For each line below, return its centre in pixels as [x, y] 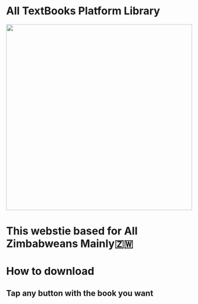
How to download [50, 271]
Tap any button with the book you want [80, 293]
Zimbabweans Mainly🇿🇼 [70, 244]
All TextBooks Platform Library [83, 11]
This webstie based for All [72, 231]
